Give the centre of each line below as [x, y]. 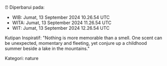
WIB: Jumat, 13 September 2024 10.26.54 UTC [61, 17]
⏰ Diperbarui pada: [25, 7]
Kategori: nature [22, 58]
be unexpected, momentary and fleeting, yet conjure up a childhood [76, 43]
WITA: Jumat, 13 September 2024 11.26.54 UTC [62, 23]
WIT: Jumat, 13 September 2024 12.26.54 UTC [61, 28]
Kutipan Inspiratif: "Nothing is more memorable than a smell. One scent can [83, 38]
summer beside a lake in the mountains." [47, 48]
